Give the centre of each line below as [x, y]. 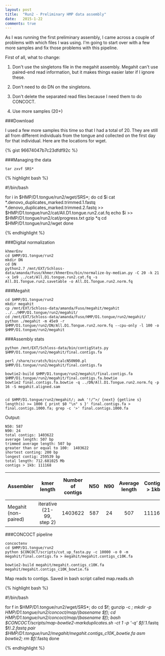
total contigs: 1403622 [29, 435]
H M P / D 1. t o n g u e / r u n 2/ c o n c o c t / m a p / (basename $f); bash [63, 618]
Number [73, 480]
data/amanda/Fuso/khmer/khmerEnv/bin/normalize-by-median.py [69, 273]
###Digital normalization [30, 242]
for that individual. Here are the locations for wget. [56, 141]
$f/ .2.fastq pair [20, 628]
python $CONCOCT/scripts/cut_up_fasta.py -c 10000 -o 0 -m [67, 552]
